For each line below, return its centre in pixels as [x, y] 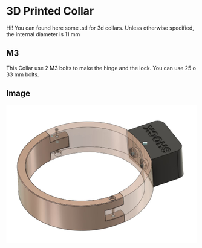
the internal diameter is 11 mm [43, 34]
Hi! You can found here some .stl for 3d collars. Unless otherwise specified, [100, 28]
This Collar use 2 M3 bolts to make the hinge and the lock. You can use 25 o [101, 68]
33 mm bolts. [23, 74]
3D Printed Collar [50, 11]
